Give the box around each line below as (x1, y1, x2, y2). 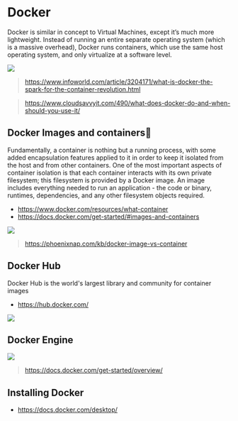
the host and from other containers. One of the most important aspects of (7, 160, 222, 169)
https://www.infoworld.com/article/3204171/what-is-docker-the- (24, 77, 213, 86)
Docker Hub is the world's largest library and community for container (7, 278, 212, 288)
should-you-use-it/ (24, 106, 80, 114)
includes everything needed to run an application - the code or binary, (7, 183, 212, 192)
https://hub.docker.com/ (17, 300, 89, 309)
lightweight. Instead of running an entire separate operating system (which (7, 35, 225, 43)
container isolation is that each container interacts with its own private (7, 168, 212, 177)
